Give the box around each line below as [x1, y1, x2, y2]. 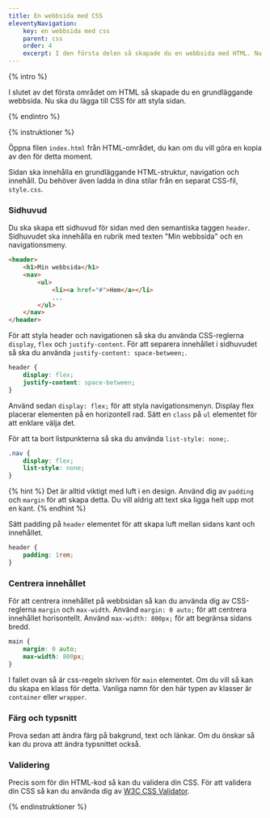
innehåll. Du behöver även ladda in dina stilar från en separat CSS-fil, [8, 176, 238, 185]
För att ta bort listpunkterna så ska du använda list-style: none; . [8, 434, 230, 443]
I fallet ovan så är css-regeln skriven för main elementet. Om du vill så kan [8, 675, 254, 684]
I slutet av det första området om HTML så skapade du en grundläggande [8, 87, 253, 97]
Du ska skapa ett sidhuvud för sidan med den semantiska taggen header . [8, 223, 251, 233]
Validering [8, 759, 50, 770]
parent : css [23, 34, 63, 43]
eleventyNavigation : [8, 19, 78, 28]
